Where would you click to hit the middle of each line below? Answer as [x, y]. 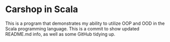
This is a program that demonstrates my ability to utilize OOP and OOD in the [85, 23]
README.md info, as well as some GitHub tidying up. [60, 34]
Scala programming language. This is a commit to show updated [72, 28]
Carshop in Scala [42, 9]
